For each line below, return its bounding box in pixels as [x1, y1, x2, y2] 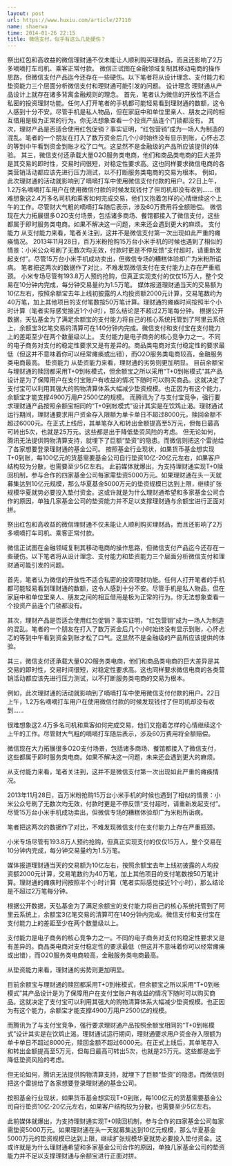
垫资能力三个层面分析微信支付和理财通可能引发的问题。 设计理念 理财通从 [7, 82, 216, 90]
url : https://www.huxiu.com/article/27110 [7, 17, 131, 24]
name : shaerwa [7, 23, 48, 30]
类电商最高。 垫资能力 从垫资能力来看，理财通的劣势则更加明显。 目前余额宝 [7, 358, 224, 367]
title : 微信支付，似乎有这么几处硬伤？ [7, 36, 106, 43]
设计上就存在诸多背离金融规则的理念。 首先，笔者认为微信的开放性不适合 [12, 91, 221, 99]
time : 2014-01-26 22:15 [7, 29, 76, 37]
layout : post [7, 10, 45, 17]
